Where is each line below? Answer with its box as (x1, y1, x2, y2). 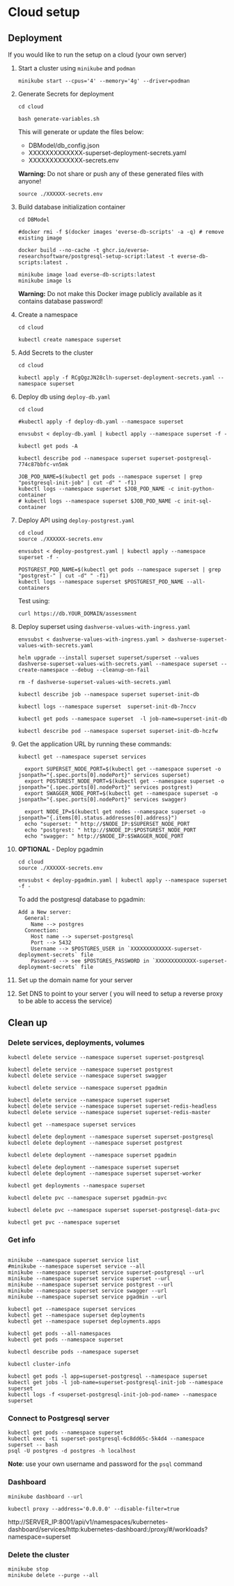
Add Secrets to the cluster (17, 348, 93, 357)
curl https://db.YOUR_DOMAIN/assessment (17, 610, 137, 617)
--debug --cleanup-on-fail (71, 667, 150, 674)
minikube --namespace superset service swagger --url (8, 1287, 168, 1294)
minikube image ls (17, 277, 72, 284)
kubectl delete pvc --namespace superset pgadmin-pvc (8, 1194, 168, 1201)
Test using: (17, 597, 50, 605)
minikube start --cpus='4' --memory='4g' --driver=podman (17, 77, 190, 84)
